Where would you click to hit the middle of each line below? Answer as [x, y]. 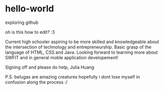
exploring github [22, 22]
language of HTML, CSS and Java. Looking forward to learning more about [82, 52]
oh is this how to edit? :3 [30, 32]
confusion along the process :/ [36, 82]
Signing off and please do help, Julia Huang [50, 67]
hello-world [30, 9]
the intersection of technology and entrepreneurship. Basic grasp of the [78, 47]
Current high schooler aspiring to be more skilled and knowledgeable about [82, 42]
